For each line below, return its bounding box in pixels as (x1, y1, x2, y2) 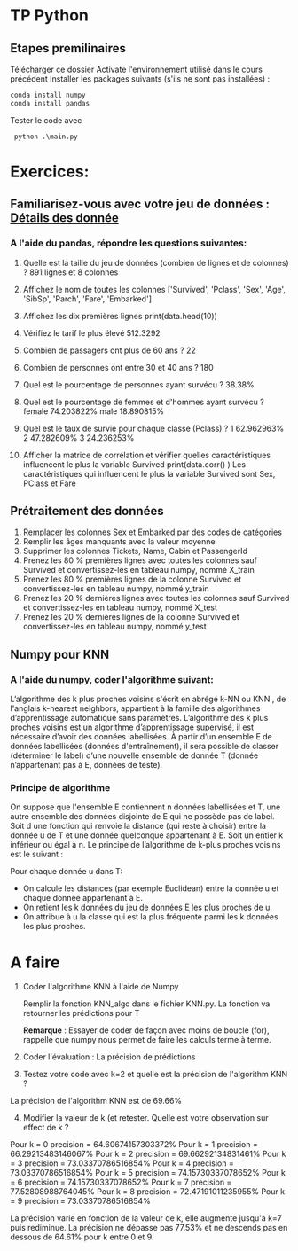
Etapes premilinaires (10, 41, 127, 56)
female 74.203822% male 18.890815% (22, 405, 165, 417)
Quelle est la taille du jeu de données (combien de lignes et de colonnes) (22, 257, 289, 268)
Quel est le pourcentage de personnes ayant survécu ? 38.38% (22, 379, 255, 390)
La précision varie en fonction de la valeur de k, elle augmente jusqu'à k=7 (10, 1213, 282, 1224)
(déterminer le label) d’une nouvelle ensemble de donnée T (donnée (10, 750, 259, 761)
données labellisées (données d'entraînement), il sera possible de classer (10, 741, 279, 752)
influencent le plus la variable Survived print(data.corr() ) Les (22, 458, 247, 470)
